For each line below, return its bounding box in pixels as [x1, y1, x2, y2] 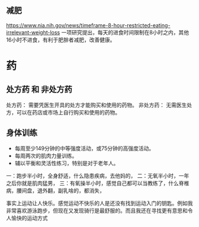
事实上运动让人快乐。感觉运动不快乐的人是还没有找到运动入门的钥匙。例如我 [6, 199, 193, 206]
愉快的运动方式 [11, 214, 48, 221]
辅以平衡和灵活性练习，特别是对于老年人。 [14, 159, 119, 167]
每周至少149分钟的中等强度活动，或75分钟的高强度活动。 [14, 145, 155, 152]
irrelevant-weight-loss [6, 28, 60, 36]
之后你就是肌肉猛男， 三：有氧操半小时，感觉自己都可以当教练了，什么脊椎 [6, 180, 190, 187]
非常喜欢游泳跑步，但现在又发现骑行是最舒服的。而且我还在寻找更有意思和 [6, 207, 188, 214]
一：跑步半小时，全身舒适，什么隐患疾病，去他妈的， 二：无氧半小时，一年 [6, 172, 190, 179]
